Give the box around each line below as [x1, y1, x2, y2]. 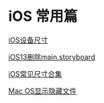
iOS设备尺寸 [8, 35, 49, 45]
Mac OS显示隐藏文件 [8, 85, 78, 96]
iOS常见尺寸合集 [8, 69, 62, 78]
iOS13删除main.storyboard [8, 52, 96, 61]
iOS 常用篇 [8, 7, 78, 26]
